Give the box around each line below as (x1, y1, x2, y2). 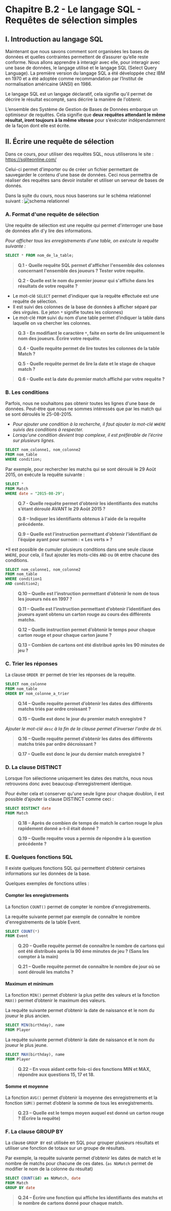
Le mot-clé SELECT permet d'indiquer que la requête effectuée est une (12, 293, 159, 299)
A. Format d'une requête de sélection (5, 211, 99, 218)
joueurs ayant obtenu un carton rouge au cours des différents (17, 611, 151, 617)
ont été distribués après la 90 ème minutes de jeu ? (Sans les (17, 948, 149, 954)
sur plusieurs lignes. (12, 437, 55, 443)
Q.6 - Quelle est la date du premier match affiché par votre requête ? (17, 376, 165, 382)
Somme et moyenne (5, 1083, 49, 1089)
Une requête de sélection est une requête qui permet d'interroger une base (5, 222, 163, 229)
